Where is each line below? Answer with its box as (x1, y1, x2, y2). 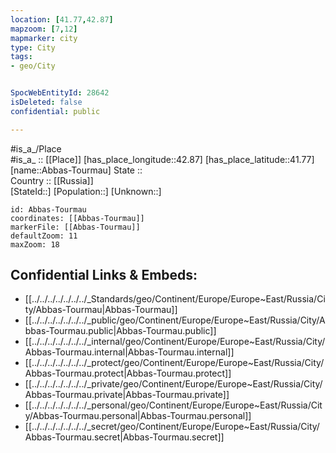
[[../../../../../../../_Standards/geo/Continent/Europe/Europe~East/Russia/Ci (24, 293, 326, 305)
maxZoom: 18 (10, 239, 60, 250)
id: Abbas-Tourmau (10, 204, 87, 215)
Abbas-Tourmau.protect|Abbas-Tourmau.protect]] (24, 367, 232, 380)
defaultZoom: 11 (10, 231, 78, 241)
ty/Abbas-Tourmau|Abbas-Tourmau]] (24, 304, 178, 316)
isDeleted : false (10, 97, 83, 107)
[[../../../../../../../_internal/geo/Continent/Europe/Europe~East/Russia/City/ (24, 336, 326, 348)
